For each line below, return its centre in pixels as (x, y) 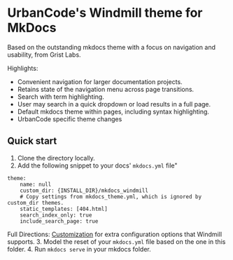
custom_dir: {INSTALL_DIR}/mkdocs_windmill (84, 191)
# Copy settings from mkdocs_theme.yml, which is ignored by (111, 197)
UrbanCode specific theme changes (70, 119)
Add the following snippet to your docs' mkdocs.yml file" (97, 165)
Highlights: (23, 68)
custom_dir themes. (36, 203)
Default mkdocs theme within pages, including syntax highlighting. (113, 111)
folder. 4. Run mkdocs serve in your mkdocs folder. (79, 249)
